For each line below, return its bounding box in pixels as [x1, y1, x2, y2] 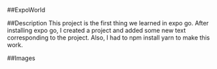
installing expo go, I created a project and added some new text [7, 27, 186, 34]
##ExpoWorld [7, 6, 46, 14]
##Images [7, 54, 35, 62]
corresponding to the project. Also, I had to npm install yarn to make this [7, 33, 210, 42]
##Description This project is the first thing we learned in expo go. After [7, 19, 209, 27]
